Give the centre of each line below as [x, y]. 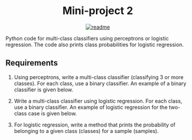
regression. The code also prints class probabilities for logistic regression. [95, 45]
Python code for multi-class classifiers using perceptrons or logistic [87, 38]
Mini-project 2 [98, 11]
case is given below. [52, 113]
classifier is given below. [44, 90]
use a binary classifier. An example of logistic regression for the [91, 107]
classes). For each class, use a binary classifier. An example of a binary [100, 83]
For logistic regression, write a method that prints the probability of [95, 125]
